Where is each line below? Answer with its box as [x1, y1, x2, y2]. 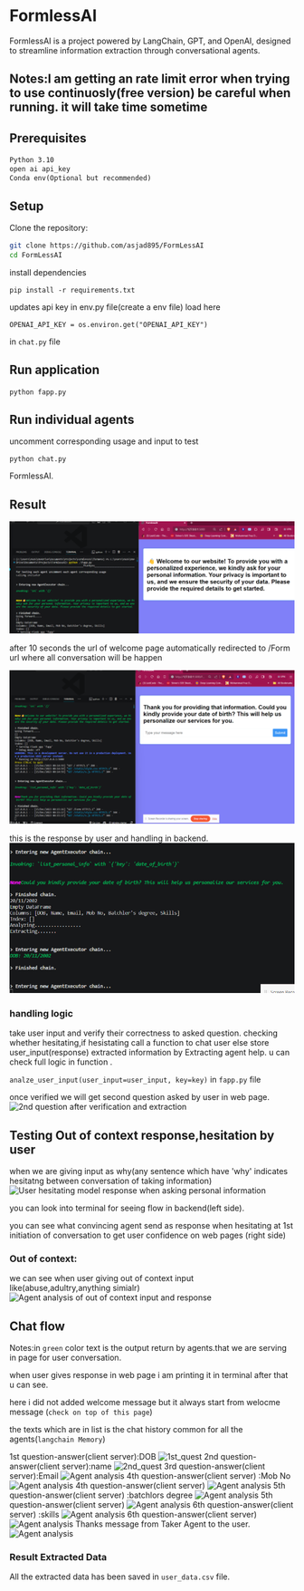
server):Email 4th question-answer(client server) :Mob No [9, 1470, 291, 1481]
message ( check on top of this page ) [9, 1406, 153, 1418]
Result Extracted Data [9, 1550, 108, 1563]
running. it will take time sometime [9, 100, 208, 115]
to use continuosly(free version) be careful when [9, 85, 291, 101]
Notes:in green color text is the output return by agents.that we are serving [9, 1343, 288, 1354]
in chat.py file [9, 336, 61, 347]
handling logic [9, 1007, 74, 1019]
